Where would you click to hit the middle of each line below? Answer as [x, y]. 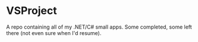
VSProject [32, 11]
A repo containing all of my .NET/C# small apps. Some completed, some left [99, 27]
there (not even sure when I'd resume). [54, 33]
